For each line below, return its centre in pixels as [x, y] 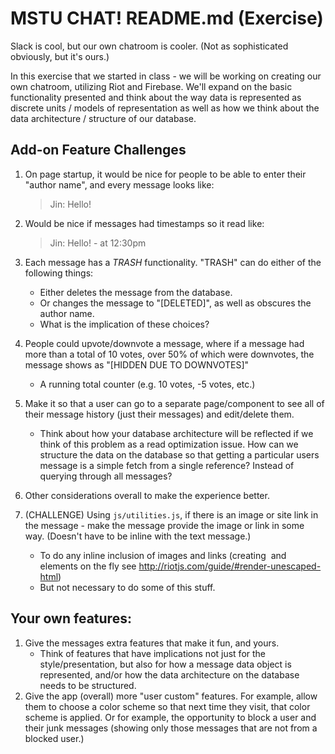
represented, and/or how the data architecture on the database [169, 674]
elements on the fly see [88, 566]
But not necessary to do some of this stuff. [127, 587]
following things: [59, 273]
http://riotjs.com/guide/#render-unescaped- [230, 566]
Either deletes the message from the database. [136, 292]
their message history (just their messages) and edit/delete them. [159, 414]
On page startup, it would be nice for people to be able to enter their [165, 174]
